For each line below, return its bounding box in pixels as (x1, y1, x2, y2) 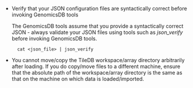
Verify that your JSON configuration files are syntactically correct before (11, 5, 188, 12)
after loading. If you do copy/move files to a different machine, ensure (11, 63, 181, 70)
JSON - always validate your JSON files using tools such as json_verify (11, 29, 183, 36)
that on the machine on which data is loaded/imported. (11, 76, 144, 82)
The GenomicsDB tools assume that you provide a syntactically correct (11, 23, 184, 29)
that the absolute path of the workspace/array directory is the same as (11, 69, 183, 76)
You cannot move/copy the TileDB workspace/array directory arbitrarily (11, 57, 185, 63)
